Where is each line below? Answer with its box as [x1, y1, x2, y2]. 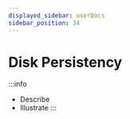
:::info [8, 79, 27, 89]
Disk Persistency [8, 53, 123, 71]
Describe [19, 94, 50, 104]
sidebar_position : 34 [8, 19, 81, 27]
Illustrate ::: [19, 103, 57, 113]
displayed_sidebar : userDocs [8, 11, 105, 20]
